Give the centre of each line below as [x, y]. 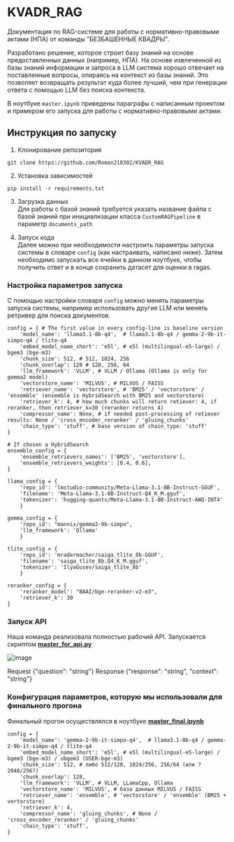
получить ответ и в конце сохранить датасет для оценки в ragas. [114, 267]
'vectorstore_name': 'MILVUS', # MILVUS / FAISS [92, 384]
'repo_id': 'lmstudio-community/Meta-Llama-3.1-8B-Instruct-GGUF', [120, 488]
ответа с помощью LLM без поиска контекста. [76, 90]
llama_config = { [32, 482]
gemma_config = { [32, 518]
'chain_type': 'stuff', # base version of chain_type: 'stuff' [114, 427]
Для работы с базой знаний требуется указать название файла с [114, 209]
